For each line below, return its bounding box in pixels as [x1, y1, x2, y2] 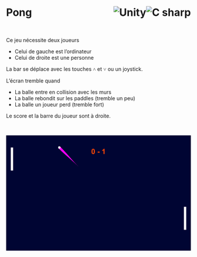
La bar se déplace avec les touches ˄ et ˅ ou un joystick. [6, 65, 143, 73]
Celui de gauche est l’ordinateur [14, 47, 92, 55]
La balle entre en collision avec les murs [14, 88, 111, 95]
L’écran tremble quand [6, 77, 60, 84]
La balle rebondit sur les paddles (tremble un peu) [14, 94, 136, 102]
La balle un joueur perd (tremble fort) [14, 101, 104, 108]
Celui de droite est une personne [14, 54, 94, 61]
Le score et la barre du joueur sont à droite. [6, 112, 111, 119]
